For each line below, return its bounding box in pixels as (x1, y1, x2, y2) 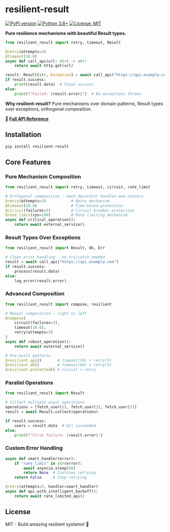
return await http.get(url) (14, 63, 73, 68)
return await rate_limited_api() (14, 493, 85, 499)
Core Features (5, 158, 51, 166)
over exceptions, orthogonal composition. (5, 105, 92, 112)
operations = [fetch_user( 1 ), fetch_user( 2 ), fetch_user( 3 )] (5, 405, 137, 410)
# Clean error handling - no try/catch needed (5, 255, 105, 260)
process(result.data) (14, 269, 60, 274)
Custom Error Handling (5, 445, 63, 452)
